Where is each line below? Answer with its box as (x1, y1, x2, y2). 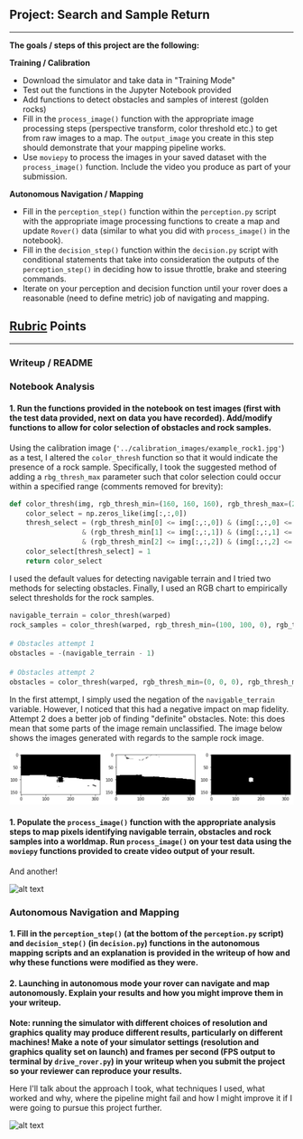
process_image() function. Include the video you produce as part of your (22, 161, 291, 172)
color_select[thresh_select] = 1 (25, 547, 151, 556)
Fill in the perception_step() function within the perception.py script (22, 205, 277, 216)
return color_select (25, 556, 103, 565)
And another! (9, 866, 59, 877)
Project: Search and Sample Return (9, 7, 210, 23)
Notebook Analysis (9, 380, 95, 393)
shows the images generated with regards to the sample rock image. (9, 732, 264, 743)
